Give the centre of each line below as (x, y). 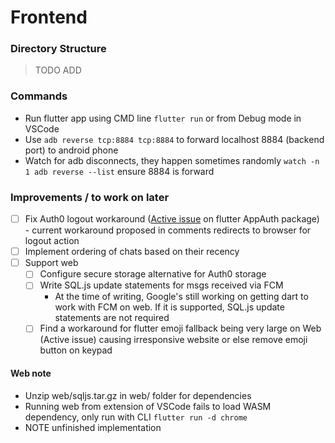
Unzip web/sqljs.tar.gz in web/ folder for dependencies (138, 395)
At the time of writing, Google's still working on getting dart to (181, 297)
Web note (31, 373)
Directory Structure (58, 49)
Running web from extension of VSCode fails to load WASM (148, 406)
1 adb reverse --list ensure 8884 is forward (119, 171)
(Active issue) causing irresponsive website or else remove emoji (173, 340)
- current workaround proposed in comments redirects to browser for (168, 230)
